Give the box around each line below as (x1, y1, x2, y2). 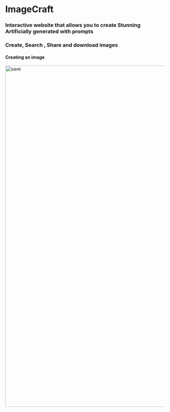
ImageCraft (5, 4, 54, 15)
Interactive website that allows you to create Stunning (5, 22, 141, 29)
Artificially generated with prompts (5, 28, 94, 35)
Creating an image (5, 54, 45, 60)
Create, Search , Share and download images (5, 42, 118, 49)
